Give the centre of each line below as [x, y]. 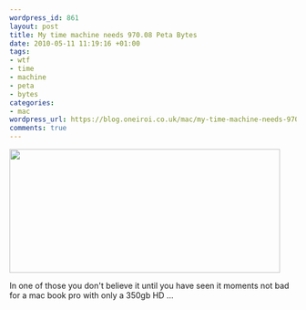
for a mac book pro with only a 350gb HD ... [92, 295]
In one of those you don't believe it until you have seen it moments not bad [149, 285]
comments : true [38, 129]
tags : [20, 52]
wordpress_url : [38, 119]
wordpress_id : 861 [44, 18]
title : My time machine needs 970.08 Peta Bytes [103, 35]
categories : [32, 103]
